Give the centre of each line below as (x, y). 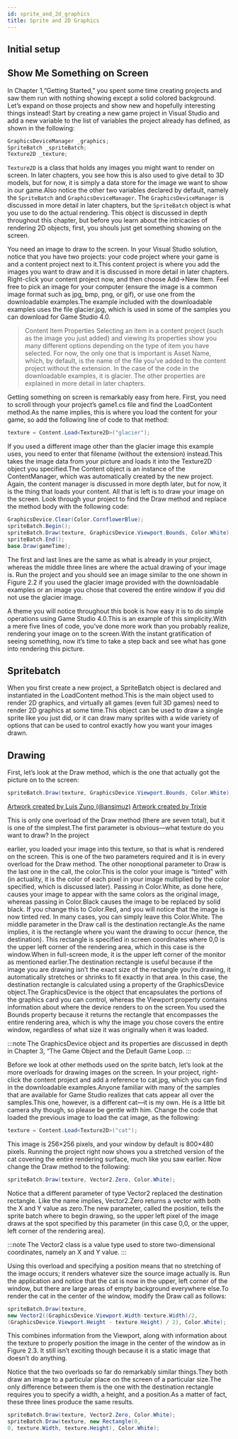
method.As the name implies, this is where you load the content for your (113, 413)
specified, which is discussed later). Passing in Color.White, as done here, (115, 887)
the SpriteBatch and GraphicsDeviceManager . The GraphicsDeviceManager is (116, 198)
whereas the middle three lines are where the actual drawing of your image (117, 567)
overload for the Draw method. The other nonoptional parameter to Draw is (117, 864)
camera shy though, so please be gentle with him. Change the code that (113, 1110)
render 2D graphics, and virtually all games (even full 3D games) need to (113, 703)
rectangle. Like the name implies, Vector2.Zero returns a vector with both (114, 1200)
